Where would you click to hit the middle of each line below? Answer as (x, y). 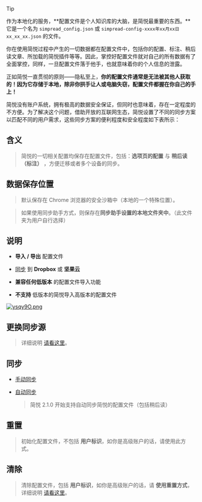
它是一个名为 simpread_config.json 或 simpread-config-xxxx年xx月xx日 (93, 29)
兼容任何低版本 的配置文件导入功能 (58, 282)
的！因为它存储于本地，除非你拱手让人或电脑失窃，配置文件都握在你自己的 (98, 84)
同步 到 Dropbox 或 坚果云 (47, 269)
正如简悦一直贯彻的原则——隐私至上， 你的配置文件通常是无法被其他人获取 (98, 77)
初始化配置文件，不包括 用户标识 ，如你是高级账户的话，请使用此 (101, 441)
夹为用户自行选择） (45, 220)
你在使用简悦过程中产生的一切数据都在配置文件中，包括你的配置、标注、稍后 (101, 49)
